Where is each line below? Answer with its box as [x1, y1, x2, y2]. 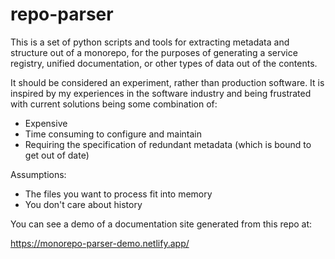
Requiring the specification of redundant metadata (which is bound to [24, 138, 312, 150]
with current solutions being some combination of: [10, 98, 218, 110]
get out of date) [24, 149, 90, 161]
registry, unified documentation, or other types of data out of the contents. [10, 57, 318, 69]
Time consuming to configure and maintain [24, 128, 202, 140]
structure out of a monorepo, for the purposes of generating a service [10, 46, 298, 58]
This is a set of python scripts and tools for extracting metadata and [10, 36, 290, 48]
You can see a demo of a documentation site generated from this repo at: [10, 218, 313, 230]
